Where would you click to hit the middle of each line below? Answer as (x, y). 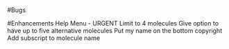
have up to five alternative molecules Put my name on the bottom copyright (115, 31)
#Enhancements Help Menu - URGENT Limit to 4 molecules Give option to (113, 23)
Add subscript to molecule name (54, 38)
